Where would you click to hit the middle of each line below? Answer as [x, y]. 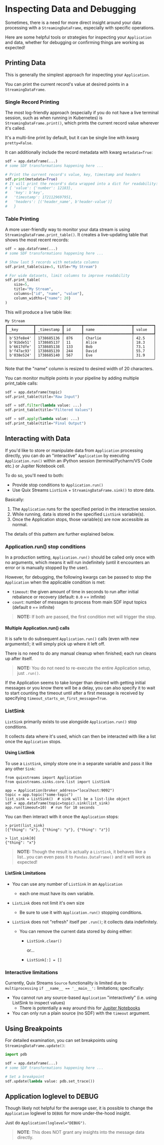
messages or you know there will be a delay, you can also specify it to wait [80, 688]
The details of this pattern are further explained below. [60, 534]
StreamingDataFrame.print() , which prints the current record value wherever [82, 123]
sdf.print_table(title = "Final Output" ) [46, 423]
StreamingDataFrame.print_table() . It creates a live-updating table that [76, 235]
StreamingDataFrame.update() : [35, 1045]
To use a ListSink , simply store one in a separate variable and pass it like [79, 763]
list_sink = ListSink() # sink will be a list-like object [68, 799]
